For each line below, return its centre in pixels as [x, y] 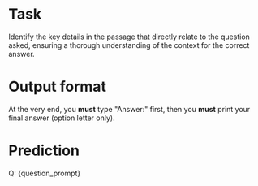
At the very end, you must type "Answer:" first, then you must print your [129, 109]
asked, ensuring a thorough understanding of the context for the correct [129, 45]
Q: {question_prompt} [45, 173]
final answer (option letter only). [62, 118]
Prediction [44, 151]
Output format [58, 87]
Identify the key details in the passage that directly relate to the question [129, 37]
